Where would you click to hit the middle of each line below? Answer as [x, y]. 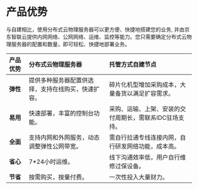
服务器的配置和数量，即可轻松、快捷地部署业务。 [70, 44]
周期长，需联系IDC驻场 [146, 117]
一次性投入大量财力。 [138, 177]
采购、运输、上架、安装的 [144, 109]
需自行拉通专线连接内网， [144, 137]
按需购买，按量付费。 [58, 177]
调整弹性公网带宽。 [55, 146]
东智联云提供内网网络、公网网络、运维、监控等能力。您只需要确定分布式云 [96, 36]
